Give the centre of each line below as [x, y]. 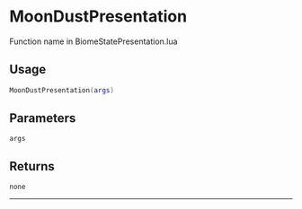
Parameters [43, 118]
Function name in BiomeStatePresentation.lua [93, 41]
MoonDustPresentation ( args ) [62, 90]
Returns [32, 166]
